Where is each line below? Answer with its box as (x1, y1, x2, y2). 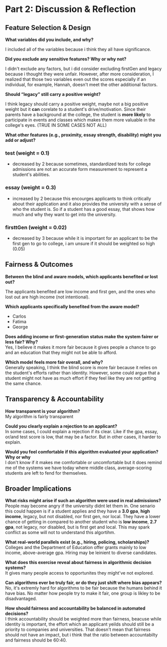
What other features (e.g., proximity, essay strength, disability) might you (5, 132, 161, 138)
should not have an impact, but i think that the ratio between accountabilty (5, 632, 158, 638)
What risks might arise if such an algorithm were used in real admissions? (5, 498, 161, 504)
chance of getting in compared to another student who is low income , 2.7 (5, 519, 157, 525)
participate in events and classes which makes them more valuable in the (5, 117, 156, 123)
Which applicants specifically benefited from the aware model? (5, 303, 140, 309)
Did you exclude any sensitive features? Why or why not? (5, 56, 127, 62)
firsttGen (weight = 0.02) (5, 224, 67, 231)
